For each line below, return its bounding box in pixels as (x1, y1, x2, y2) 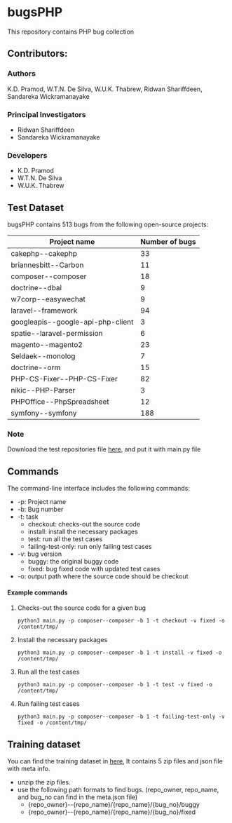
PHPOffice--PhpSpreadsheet (11, 397, 110, 407)
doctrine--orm (11, 362, 61, 372)
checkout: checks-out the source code (27, 520, 141, 529)
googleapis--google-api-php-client (11, 317, 134, 327)
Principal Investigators (7, 109, 86, 119)
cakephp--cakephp (11, 249, 77, 259)
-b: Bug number (17, 505, 64, 514)
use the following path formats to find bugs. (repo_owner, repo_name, (17, 786, 219, 794)
